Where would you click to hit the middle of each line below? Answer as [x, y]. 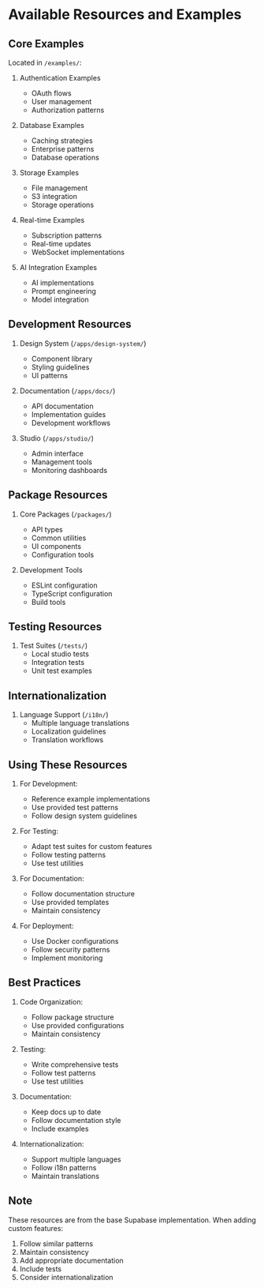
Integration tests [58, 663]
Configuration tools [63, 554]
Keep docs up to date [66, 1112]
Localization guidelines [69, 731]
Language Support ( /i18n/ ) [64, 715]
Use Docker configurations [75, 941]
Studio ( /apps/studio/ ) [57, 438]
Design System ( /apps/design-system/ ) [83, 343]
